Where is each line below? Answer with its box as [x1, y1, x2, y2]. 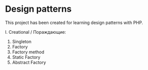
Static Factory [12, 54, 41, 60]
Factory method [12, 49, 44, 55]
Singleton [12, 38, 32, 45]
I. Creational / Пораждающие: [5, 29, 66, 35]
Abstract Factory [12, 59, 46, 65]
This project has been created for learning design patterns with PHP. [5, 20, 143, 25]
